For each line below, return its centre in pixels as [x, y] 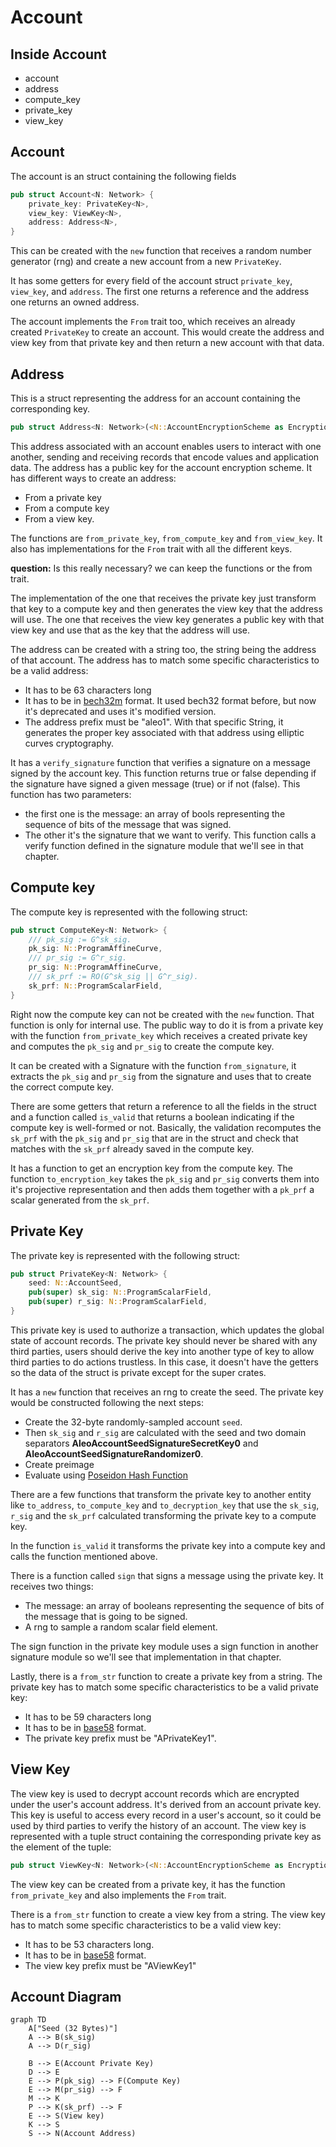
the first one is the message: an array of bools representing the [155, 813]
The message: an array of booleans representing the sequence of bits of [174, 1605]
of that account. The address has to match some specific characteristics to [165, 660]
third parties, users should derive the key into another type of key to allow [162, 1351]
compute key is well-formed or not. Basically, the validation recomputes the [166, 1127]
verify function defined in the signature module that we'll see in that [164, 845]
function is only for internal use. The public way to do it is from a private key [167, 1025]
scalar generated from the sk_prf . [80, 1200]
